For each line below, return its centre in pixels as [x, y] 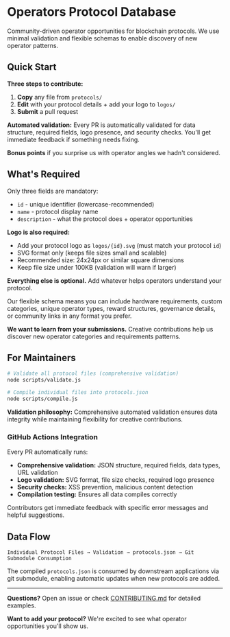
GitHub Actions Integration [52, 437]
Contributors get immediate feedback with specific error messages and [108, 508]
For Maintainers [42, 358]
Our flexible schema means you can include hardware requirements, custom [115, 301]
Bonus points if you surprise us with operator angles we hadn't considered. [114, 152]
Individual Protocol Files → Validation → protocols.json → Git [101, 552]
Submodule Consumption [39, 558]
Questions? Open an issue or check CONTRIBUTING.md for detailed [104, 598]
